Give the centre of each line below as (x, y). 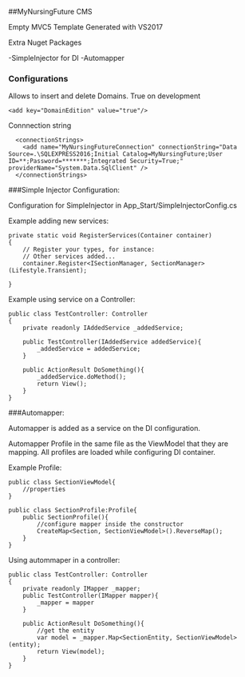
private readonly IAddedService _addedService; (103, 328)
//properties (44, 490)
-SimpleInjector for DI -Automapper (67, 58)
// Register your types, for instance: (89, 250)
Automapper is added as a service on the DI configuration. (105, 428)
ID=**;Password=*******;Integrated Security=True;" (96, 161)
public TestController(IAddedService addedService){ (112, 342)
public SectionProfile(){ (66, 518)
